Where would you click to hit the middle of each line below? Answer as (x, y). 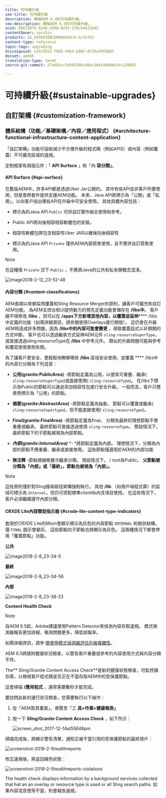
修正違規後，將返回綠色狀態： (35, 759)
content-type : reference (31, 42)
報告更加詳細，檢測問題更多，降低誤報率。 (57, 632)
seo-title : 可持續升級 (27, 14)
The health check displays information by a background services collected (81, 778)
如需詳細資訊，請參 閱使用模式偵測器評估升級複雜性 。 (60, 643)
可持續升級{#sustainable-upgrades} (81, 96)
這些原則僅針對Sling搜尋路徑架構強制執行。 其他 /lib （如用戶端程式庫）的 (81, 487)
